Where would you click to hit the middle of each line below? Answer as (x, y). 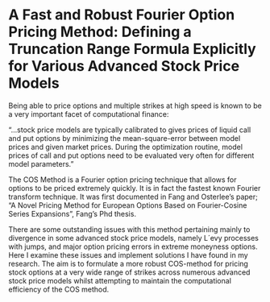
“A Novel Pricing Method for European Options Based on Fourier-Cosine (128, 205)
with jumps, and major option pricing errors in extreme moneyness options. (133, 246)
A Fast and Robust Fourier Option (122, 15)
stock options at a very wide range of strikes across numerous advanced (129, 272)
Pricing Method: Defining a (100, 32)
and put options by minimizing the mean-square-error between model (125, 138)
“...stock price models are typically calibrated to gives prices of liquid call (130, 130)
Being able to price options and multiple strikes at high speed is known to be (135, 105)
